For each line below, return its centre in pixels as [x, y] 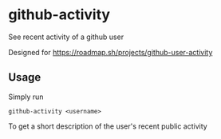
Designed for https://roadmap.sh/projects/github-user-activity [110, 52]
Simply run [26, 97]
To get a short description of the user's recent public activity [108, 126]
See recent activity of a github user [66, 37]
